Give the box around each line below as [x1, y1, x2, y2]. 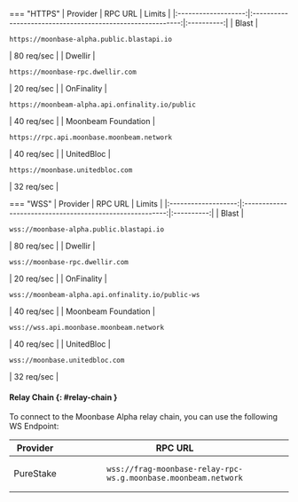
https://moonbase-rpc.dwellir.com [9, 67, 137, 76]
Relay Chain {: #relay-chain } [9, 391, 118, 403]
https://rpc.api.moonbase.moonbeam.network [9, 133, 173, 142]
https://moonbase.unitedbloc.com [9, 166, 133, 175]
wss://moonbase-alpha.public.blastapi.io [9, 225, 165, 234]
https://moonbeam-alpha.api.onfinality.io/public [9, 100, 197, 109]
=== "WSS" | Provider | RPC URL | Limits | [9, 199, 163, 208]
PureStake [13, 467, 58, 480]
